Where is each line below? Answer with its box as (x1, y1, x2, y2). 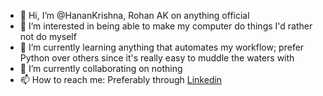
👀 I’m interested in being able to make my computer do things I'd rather (19, 20, 313, 32)
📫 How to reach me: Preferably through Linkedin (19, 74, 223, 85)
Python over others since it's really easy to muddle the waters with (19, 52, 295, 64)
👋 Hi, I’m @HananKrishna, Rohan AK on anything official (19, 10, 250, 21)
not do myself (19, 31, 77, 42)
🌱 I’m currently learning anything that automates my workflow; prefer (19, 41, 305, 53)
